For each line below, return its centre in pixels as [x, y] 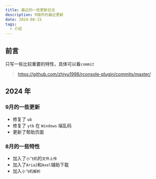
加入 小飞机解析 [27, 171]
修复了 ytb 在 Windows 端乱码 [42, 126]
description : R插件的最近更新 [34, 15]
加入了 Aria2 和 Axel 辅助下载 [41, 165]
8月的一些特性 [23, 146]
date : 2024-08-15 [24, 19]
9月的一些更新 [23, 107]
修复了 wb [22, 119]
